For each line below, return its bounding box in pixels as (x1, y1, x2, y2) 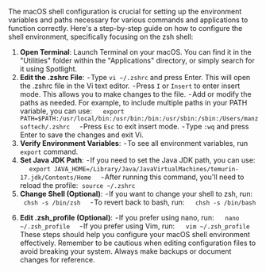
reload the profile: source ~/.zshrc (19, 181, 136, 190)
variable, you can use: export (19, 106, 125, 116)
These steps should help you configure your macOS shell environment (19, 230, 250, 239)
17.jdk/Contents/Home (19, 174, 91, 182)
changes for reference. (19, 255, 95, 264)
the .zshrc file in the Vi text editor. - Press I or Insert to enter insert (19, 81, 241, 90)
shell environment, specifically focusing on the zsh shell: (8, 32, 194, 41)
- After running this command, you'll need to (100, 172, 245, 182)
